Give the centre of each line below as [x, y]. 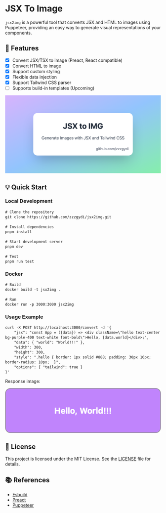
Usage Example [24, 317]
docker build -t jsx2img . [33, 290]
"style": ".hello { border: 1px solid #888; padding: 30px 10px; [83, 357]
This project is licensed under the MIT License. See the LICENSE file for [78, 459]
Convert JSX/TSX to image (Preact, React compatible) [67, 60]
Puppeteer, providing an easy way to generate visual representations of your [83, 27]
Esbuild [20, 494]
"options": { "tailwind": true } [48, 367]
